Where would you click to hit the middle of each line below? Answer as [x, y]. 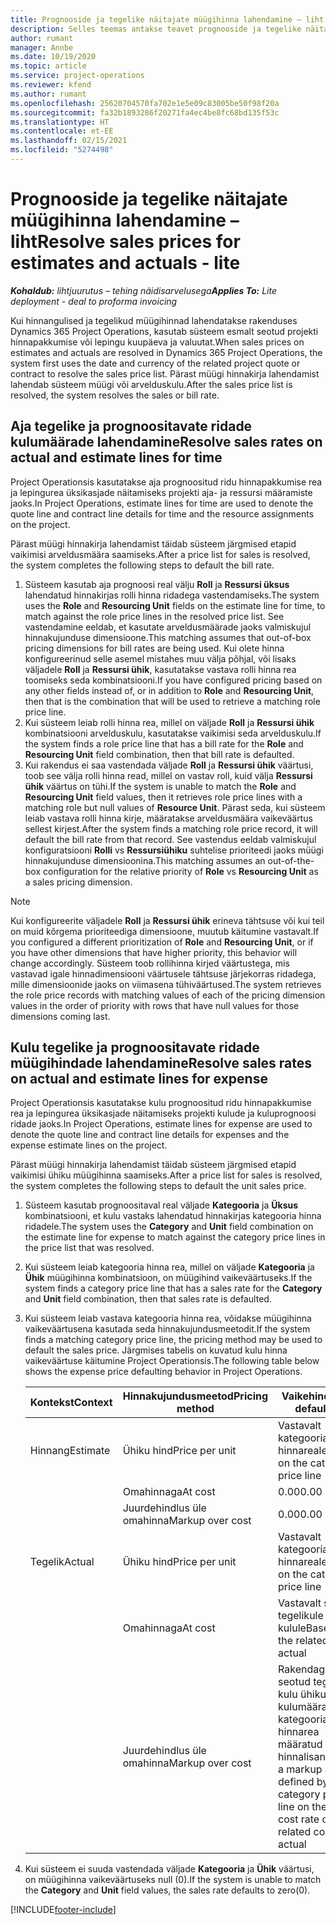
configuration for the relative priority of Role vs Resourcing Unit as [181, 871]
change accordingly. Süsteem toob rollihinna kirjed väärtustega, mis [150, 963]
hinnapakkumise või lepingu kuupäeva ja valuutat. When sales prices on [157, 342]
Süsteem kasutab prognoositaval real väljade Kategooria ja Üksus [161, 1205]
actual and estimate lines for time [116, 457]
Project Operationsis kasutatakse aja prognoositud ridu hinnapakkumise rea [166, 482]
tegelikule [301, 1616]
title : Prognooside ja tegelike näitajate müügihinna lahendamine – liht [167, 19]
